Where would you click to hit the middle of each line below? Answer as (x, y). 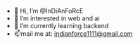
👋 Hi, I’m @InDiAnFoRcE (49, 11)
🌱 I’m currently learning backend (61, 26)
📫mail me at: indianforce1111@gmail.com (73, 34)
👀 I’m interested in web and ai (57, 18)
